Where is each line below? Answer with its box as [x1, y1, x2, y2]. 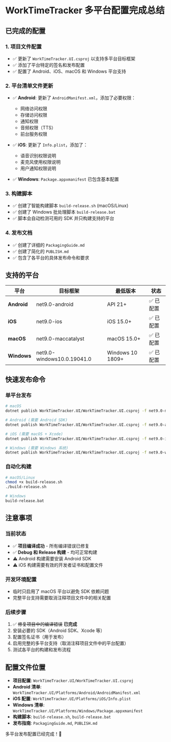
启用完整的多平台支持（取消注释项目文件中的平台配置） [12, 640, 129, 646]
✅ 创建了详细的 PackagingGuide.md [12, 242, 85, 248]
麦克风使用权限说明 [20, 159, 61, 165]
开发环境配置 [5, 576, 37, 583]
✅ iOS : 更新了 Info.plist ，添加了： [12, 142, 88, 148]
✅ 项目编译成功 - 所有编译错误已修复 [12, 543, 90, 549]
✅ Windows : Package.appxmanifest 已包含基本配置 [12, 176, 119, 182]
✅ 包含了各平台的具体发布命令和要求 [12, 254, 90, 261]
